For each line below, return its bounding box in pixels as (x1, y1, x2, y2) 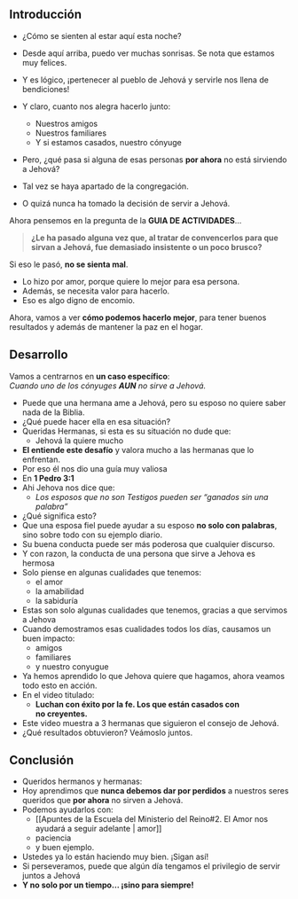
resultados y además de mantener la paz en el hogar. (9, 321, 204, 332)
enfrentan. (21, 454, 60, 465)
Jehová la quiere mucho (35, 434, 124, 446)
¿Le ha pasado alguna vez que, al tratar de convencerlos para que (30, 232, 279, 243)
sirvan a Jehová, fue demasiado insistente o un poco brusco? (30, 241, 263, 252)
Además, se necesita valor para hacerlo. (21, 285, 170, 296)
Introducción (9, 7, 82, 22)
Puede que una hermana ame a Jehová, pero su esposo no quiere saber (21, 397, 286, 408)
